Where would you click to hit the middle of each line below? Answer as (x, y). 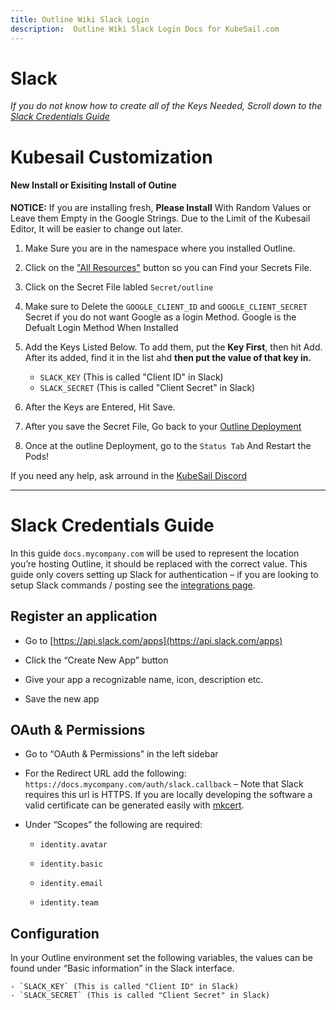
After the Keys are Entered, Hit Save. (100, 407)
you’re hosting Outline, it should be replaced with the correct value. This (159, 563)
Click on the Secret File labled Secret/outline (119, 287)
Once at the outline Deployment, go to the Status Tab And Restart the (168, 445)
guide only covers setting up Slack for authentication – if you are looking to (164, 574)
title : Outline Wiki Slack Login (80, 19)
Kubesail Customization (111, 157)
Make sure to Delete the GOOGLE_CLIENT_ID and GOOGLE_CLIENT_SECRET (166, 306)
